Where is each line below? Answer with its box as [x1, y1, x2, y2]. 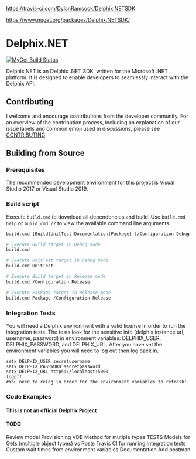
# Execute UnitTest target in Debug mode [6, 257, 109, 263]
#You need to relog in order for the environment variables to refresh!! [6, 379, 190, 385]
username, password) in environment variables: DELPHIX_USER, [6, 334, 161, 342]
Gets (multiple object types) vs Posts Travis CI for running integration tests [6, 440, 186, 447]
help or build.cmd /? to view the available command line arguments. [6, 219, 171, 226]
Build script [6, 200, 40, 208]
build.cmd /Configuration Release [6, 278, 91, 285]
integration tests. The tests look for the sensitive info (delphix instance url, [6, 328, 185, 335]
